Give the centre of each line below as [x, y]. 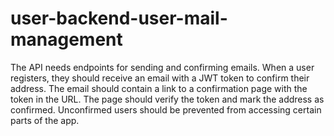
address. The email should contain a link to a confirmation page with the [159, 88]
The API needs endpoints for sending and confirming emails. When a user [162, 67]
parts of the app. [45, 120]
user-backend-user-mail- [119, 18]
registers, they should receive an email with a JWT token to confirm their [160, 78]
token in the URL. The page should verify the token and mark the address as [167, 99]
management [66, 39]
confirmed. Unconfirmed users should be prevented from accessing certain [166, 109]
